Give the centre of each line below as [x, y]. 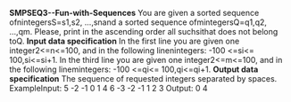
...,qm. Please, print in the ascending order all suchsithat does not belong [144, 31]
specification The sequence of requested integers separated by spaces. [143, 78]
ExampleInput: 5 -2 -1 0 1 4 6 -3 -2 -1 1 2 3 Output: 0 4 [108, 88]
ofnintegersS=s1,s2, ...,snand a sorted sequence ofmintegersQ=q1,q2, [138, 22]
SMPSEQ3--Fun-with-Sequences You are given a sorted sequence [134, 13]
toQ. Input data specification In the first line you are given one [125, 41]
